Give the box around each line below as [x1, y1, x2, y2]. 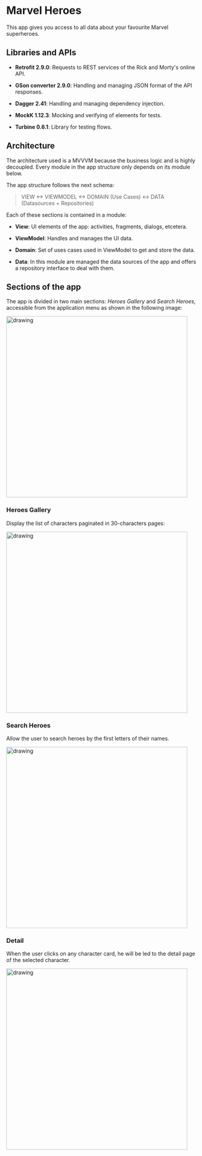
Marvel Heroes [6, 4, 82, 18]
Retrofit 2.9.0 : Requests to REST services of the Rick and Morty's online [14, 63, 195, 71]
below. [6, 170, 23, 177]
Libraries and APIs [6, 48, 77, 58]
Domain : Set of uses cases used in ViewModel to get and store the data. [14, 246, 195, 254]
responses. [14, 88, 43, 95]
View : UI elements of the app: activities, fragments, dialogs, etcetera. [14, 223, 188, 230]
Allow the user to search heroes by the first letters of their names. [6, 734, 170, 742]
